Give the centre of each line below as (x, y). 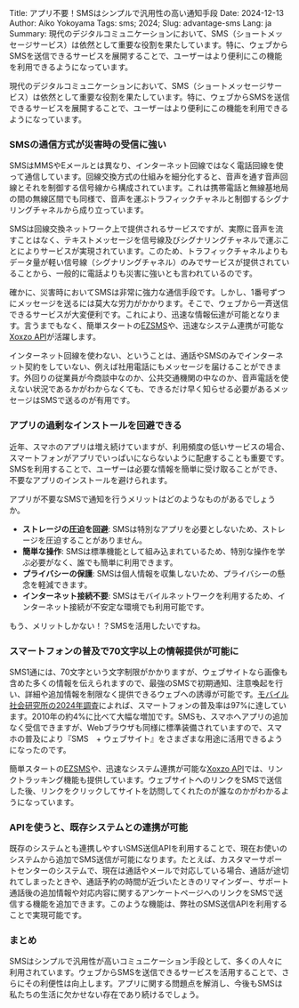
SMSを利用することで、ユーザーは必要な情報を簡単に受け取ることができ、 (146, 469)
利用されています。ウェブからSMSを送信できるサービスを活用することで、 (145, 972)
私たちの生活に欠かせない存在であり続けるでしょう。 (107, 995)
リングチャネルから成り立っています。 (79, 210)
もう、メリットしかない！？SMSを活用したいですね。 (107, 625)
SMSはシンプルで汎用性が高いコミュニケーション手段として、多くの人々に (146, 961)
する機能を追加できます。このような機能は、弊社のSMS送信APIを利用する (152, 904)
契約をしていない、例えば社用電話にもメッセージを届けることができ (149, 367)
